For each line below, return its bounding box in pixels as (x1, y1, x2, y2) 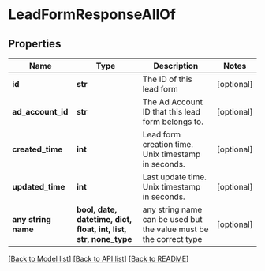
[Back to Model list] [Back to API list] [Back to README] (8, 254, 189, 263)
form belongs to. (142, 116, 203, 127)
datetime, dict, (76, 214, 132, 224)
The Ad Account (142, 96, 203, 107)
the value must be (142, 224, 209, 235)
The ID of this (142, 73, 192, 85)
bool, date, (76, 204, 118, 215)
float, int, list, (76, 224, 127, 235)
